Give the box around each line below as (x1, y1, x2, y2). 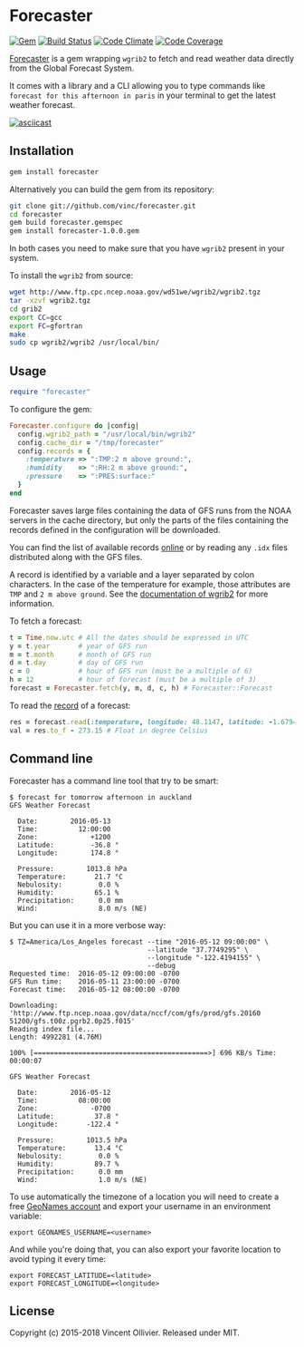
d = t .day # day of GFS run (9, 658, 144, 667)
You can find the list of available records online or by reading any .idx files (9, 541, 288, 553)
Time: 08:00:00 (17, 1096, 111, 1105)
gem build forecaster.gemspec (9, 218, 124, 228)
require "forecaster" (9, 387, 91, 397)
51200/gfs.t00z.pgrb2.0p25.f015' (9, 1016, 136, 1025)
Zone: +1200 (17, 832, 111, 841)
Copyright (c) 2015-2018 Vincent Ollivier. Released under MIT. (9, 1327, 240, 1338)
